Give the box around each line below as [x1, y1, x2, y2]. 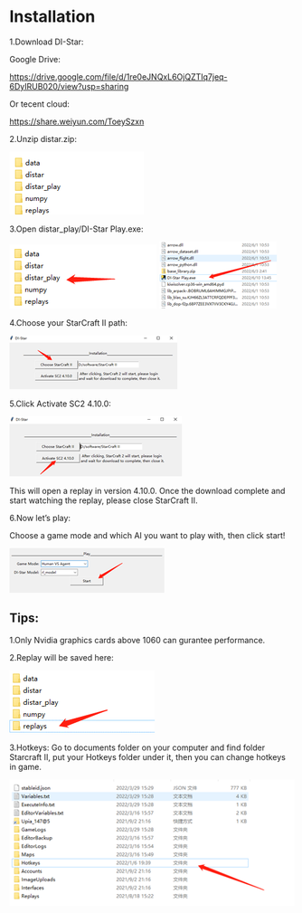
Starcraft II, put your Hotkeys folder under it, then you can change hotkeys [9, 751, 287, 762]
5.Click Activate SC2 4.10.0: [9, 398, 111, 409]
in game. [9, 761, 42, 772]
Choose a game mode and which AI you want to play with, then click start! [9, 529, 286, 540]
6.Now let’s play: [9, 512, 71, 523]
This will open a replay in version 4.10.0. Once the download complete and [9, 485, 286, 496]
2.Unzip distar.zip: [9, 133, 77, 144]
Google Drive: [9, 53, 61, 64]
